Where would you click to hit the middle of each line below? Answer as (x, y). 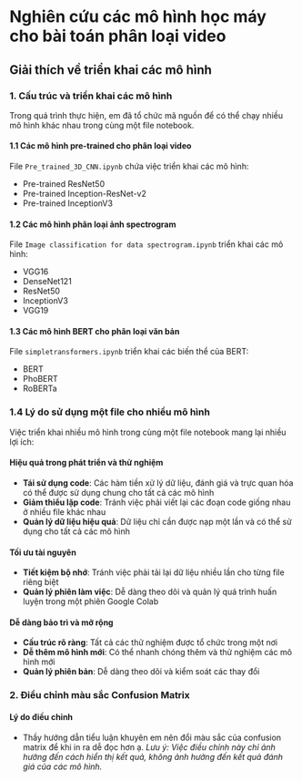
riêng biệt (40, 582)
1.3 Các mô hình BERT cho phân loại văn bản (95, 331)
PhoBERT (40, 379)
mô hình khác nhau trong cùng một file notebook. (102, 125)
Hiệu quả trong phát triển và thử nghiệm (86, 463)
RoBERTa (40, 388)
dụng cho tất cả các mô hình (76, 531)
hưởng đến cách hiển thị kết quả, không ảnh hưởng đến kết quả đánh (153, 756)
